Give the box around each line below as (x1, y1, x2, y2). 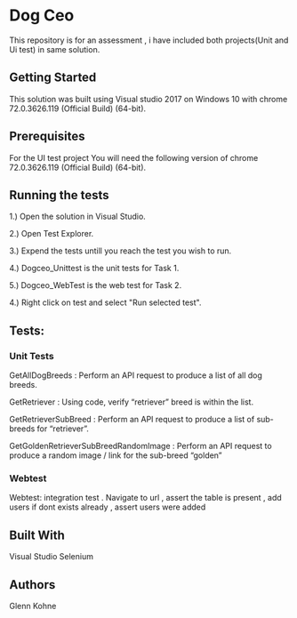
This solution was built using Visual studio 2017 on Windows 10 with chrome (9, 93, 288, 104)
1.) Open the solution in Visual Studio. (9, 211, 147, 222)
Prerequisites (9, 129, 85, 144)
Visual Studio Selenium (9, 551, 93, 562)
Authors (9, 577, 56, 592)
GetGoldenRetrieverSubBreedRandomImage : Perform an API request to (9, 441, 273, 452)
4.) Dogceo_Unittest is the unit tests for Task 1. (9, 263, 180, 274)
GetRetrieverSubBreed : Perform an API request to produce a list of (9, 414, 255, 425)
